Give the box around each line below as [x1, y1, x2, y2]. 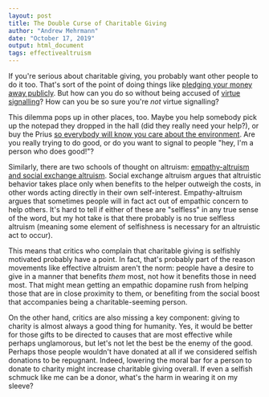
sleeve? [8, 381, 34, 391]
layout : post [8, 11, 52, 20]
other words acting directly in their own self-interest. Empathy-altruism [8, 188, 243, 197]
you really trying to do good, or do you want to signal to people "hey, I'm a [8, 138, 255, 147]
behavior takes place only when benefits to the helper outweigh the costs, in [8, 179, 262, 189]
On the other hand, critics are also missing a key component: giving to [8, 313, 240, 322]
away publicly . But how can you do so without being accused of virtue [8, 88, 241, 97]
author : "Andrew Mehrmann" [8, 27, 99, 35]
